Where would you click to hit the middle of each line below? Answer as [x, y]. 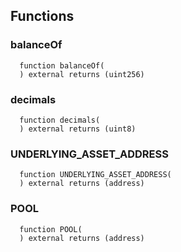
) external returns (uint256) [82, 74]
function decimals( [60, 120]
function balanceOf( [62, 65]
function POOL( [51, 229]
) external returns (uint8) [78, 129]
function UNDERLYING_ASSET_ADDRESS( [95, 175]
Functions [42, 16]
